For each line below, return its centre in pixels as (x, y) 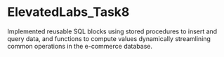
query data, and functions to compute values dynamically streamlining (109, 38)
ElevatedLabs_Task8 (68, 12)
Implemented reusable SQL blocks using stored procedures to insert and (112, 31)
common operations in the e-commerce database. (80, 46)
